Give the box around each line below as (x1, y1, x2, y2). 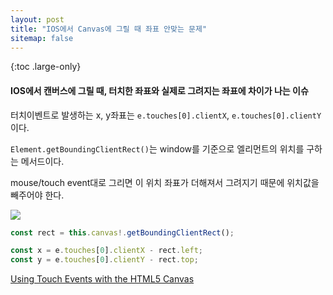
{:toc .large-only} (10, 61, 82, 73)
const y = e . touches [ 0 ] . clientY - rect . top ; (10, 255, 199, 265)
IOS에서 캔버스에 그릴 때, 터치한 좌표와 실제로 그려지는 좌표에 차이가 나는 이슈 (10, 84, 309, 96)
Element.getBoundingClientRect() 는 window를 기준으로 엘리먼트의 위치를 (10, 142, 305, 155)
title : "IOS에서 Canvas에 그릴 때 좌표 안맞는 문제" (10, 24, 208, 34)
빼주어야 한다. (10, 189, 65, 201)
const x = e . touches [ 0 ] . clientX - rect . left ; (10, 246, 204, 256)
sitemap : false (10, 33, 74, 43)
